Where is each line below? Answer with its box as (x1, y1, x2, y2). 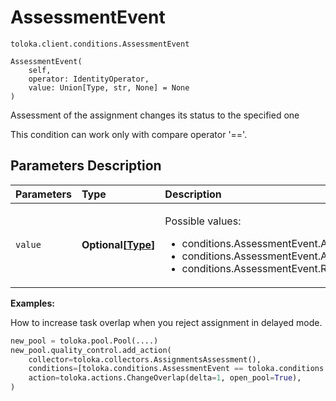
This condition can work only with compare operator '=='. (10, 128, 248, 140)
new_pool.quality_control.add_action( (10, 345, 172, 355)
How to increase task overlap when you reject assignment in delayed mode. (10, 316, 323, 328)
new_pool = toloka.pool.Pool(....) (10, 336, 159, 346)
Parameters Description (10, 157, 162, 175)
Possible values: (164, 214, 242, 228)
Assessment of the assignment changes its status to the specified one (10, 109, 300, 121)
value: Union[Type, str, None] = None (28, 82, 190, 93)
